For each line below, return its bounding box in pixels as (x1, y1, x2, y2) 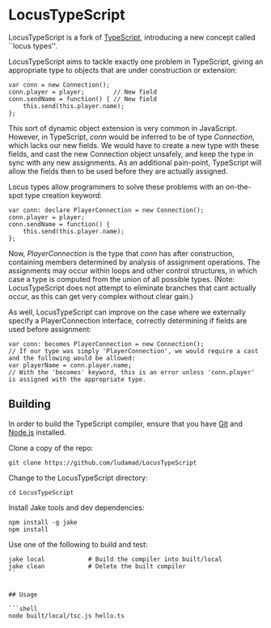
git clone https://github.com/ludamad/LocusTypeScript (8, 458, 197, 466)
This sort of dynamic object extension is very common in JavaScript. (8, 123, 237, 133)
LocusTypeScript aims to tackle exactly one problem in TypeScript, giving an (8, 57, 264, 66)
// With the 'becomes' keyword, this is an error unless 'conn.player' (8, 368, 255, 377)
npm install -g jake (8, 518, 78, 526)
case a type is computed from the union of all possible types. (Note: (8, 274, 235, 284)
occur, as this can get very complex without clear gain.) (8, 291, 194, 301)
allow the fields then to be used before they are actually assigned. (8, 166, 228, 175)
